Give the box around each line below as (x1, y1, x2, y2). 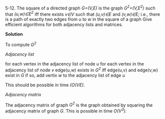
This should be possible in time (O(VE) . (5, 82, 85, 88)
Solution (5, 31, 23, 37)
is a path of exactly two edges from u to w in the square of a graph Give (5, 16, 153, 22)
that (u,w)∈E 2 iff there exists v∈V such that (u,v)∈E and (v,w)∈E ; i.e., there (5, 10, 161, 17)
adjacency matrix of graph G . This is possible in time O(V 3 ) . (5, 107, 127, 114)
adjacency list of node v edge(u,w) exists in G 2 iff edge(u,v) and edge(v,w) (5, 66, 158, 73)
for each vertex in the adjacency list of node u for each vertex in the (5, 60, 144, 66)
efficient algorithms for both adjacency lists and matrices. (5, 22, 123, 28)
